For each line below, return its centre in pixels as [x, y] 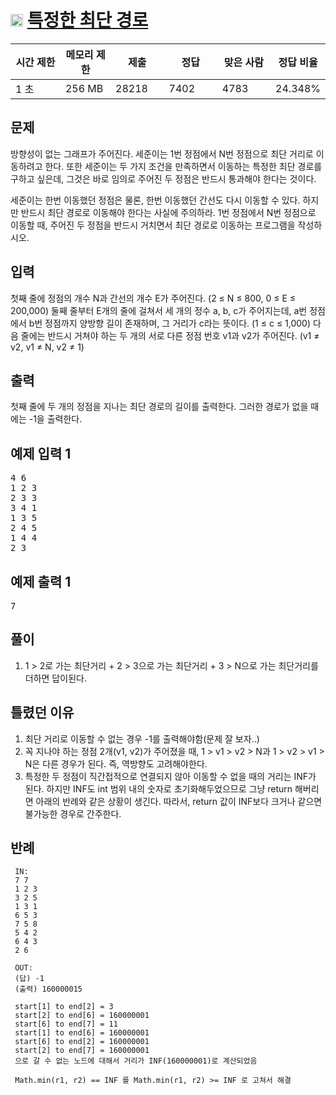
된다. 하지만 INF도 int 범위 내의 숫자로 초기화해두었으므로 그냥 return [158, 788]
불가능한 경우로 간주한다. [73, 813]
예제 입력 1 [41, 453]
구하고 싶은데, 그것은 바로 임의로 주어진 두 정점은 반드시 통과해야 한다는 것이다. [163, 178]
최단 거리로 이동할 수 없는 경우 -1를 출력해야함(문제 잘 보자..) [142, 738]
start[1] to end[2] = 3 [64, 1007]
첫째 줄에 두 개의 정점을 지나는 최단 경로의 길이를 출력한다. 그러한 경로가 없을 [159, 407]
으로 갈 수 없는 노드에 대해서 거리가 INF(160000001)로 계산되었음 [136, 1061]
